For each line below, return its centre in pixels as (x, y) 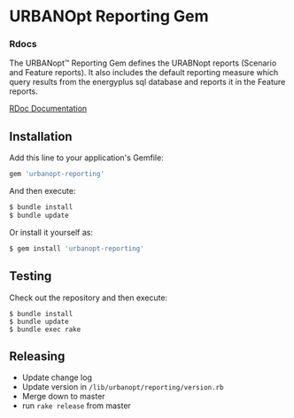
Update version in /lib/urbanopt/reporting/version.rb (123, 387)
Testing (31, 276)
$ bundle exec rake (45, 329)
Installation (41, 136)
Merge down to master (63, 397)
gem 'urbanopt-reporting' (57, 174)
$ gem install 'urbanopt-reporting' (77, 248)
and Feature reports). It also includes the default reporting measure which (144, 73)
